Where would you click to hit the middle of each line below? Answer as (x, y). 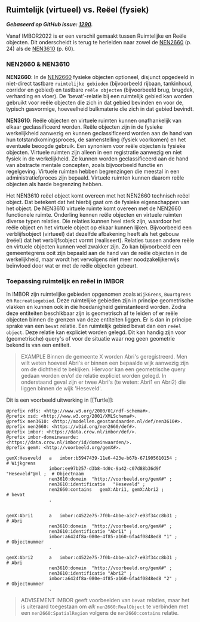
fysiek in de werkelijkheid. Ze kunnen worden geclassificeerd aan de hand (98, 159)
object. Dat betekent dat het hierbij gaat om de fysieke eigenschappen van (98, 202)
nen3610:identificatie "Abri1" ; (90, 532)
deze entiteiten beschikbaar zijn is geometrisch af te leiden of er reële (92, 313)
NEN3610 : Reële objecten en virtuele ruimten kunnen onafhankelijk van (94, 121)
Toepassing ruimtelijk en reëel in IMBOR (65, 281)
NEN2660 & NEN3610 (38, 64)
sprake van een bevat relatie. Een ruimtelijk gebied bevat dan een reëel (94, 326)
